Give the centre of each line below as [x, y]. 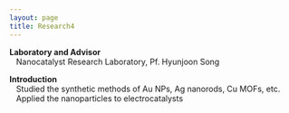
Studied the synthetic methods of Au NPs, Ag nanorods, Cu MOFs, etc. [148, 89]
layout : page [34, 18]
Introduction [33, 79]
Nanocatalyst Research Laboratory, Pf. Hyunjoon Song [118, 61]
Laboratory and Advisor [55, 52]
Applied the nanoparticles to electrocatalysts [100, 98]
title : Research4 [42, 26]
